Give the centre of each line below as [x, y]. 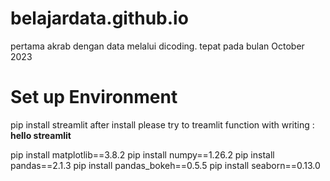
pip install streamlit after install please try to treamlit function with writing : [162, 124]
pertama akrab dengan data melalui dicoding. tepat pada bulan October [157, 46]
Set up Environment [94, 97]
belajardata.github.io [99, 18]
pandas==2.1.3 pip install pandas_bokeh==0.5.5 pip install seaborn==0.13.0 [165, 165]
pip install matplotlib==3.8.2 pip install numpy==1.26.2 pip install [142, 154]
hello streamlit [41, 135]
